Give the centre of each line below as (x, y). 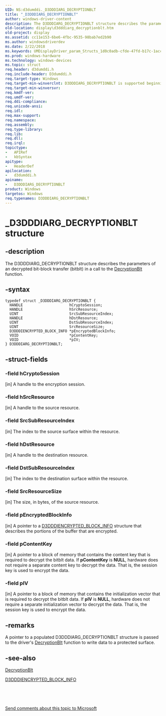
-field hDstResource (30, 444)
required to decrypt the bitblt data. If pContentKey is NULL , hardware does (82, 560)
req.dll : (14, 139)
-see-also (21, 658)
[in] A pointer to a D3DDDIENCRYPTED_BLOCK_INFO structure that (73, 525)
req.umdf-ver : (20, 97)
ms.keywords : (19, 51)
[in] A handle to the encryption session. (45, 384)
